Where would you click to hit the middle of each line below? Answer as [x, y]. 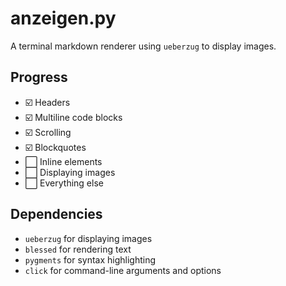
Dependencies [56, 214]
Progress [39, 77]
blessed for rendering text [78, 249]
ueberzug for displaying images [88, 238]
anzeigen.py [63, 18]
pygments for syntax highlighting [90, 259]
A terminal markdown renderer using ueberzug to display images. [143, 46]
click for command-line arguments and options [123, 270]
